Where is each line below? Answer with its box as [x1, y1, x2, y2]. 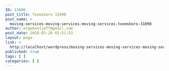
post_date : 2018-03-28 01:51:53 [5, 30, 73, 35]
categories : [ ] [5, 58, 39, 63]
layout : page [5, 35, 33, 40]
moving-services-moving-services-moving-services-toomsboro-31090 [10, 21, 152, 26]
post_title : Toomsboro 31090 [5, 12, 66, 17]
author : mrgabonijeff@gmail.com [5, 26, 73, 31]
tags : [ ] [5, 53, 26, 59]
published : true [5, 49, 39, 54]
